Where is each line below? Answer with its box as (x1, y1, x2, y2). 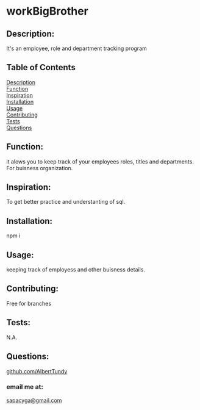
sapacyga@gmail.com (6, 397, 62, 404)
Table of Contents (6, 62, 76, 73)
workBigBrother (6, 4, 88, 18)
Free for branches (6, 300, 52, 307)
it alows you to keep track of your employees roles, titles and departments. (6, 157, 194, 165)
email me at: (6, 383, 44, 391)
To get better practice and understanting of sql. (6, 198, 126, 206)
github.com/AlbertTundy (6, 367, 68, 375)
